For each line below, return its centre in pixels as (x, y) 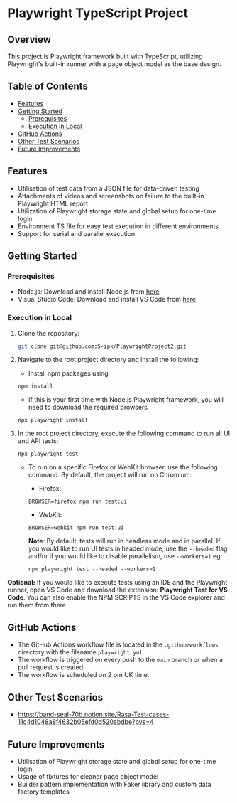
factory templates (43, 792)
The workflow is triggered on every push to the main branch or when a (120, 660)
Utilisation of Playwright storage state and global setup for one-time (117, 761)
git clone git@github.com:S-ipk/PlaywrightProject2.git (102, 346)
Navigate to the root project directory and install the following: (108, 360)
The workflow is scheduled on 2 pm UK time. (83, 675)
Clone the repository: (49, 333)
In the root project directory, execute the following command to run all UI (124, 434)
